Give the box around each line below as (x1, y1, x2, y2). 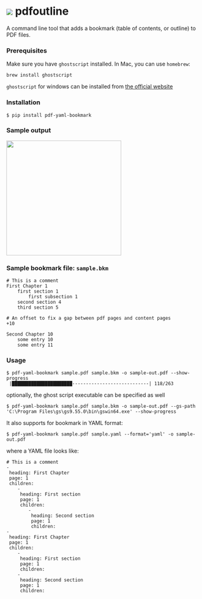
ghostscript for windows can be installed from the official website (6, 83, 173, 90)
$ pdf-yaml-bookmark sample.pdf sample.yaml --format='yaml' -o (6, 431, 174, 437)
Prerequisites (6, 46, 47, 55)
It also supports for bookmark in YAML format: (6, 420, 124, 427)
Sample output (6, 126, 51, 135)
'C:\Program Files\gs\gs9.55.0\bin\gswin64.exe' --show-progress (6, 409, 176, 415)
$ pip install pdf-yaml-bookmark (6, 112, 92, 118)
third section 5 (17, 304, 59, 311)
